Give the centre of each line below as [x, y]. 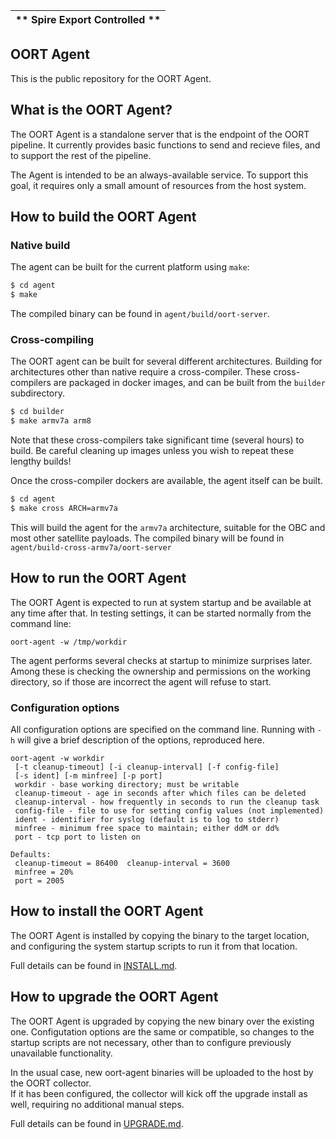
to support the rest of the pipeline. [81, 155]
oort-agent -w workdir [57, 758]
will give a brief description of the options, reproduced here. [141, 740]
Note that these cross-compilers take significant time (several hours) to [157, 440]
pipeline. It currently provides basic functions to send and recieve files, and [165, 145]
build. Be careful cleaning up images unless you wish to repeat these [152, 451]
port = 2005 [39, 880]
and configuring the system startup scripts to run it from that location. [154, 946]
